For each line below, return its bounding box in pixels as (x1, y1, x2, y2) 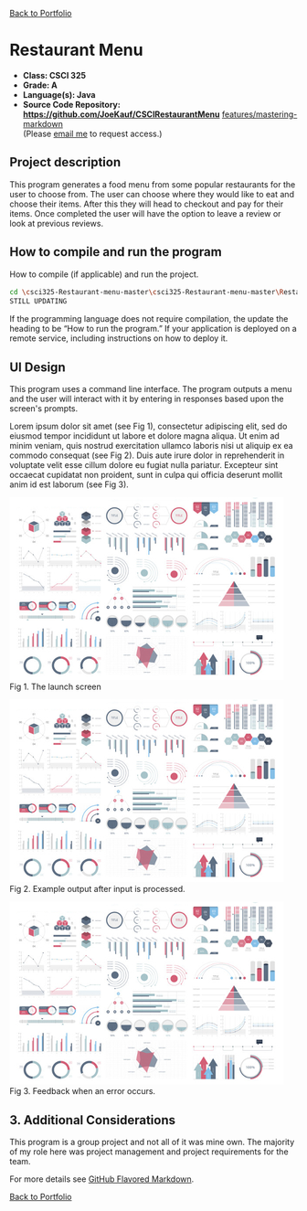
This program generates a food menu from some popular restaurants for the (9, 178, 296, 190)
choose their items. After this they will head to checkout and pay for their (9, 198, 284, 209)
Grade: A (22, 80, 58, 90)
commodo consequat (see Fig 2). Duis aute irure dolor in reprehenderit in (9, 450, 285, 461)
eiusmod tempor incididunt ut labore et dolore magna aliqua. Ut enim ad (9, 430, 281, 441)
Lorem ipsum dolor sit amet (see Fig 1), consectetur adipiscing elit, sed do (9, 420, 288, 432)
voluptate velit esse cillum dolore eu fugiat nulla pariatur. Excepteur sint (9, 460, 279, 471)
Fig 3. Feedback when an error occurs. (9, 1086, 156, 1097)
